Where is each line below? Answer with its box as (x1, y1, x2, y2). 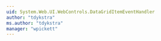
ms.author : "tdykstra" (6, 20, 63, 26)
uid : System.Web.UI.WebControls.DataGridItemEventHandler (6, 8, 155, 15)
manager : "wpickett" (6, 25, 58, 32)
